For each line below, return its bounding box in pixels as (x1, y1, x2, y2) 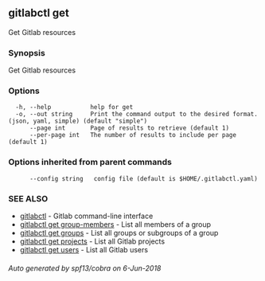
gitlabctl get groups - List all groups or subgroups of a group (19, 228, 219, 237)
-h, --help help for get (15, 103, 134, 111)
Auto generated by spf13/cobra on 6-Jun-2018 (8, 263, 162, 273)
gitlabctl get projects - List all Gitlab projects (19, 236, 166, 246)
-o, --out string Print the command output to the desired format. (15, 111, 259, 119)
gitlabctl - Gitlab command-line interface (19, 211, 154, 221)
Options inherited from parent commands (8, 157, 173, 168)
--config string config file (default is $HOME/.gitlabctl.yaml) (29, 174, 259, 182)
